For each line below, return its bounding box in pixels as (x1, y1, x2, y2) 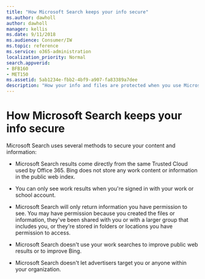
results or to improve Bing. (15, 247, 82, 255)
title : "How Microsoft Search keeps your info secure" (6, 9, 149, 15)
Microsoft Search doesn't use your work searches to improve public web (15, 241, 198, 248)
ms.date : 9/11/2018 (6, 32, 56, 38)
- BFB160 (6, 65, 29, 72)
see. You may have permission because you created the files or (15, 210, 175, 217)
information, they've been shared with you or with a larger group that (15, 216, 189, 223)
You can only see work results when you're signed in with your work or (15, 185, 194, 192)
